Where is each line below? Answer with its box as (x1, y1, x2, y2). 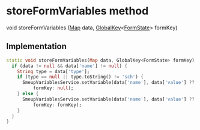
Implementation (6, 41, 67, 52)
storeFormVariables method (6, 4, 149, 18)
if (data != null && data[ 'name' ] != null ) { (11, 63, 128, 69)
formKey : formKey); (32, 102, 82, 108)
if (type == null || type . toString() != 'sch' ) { (17, 74, 144, 80)
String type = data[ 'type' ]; (17, 68, 90, 74)
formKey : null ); (32, 85, 74, 91)
